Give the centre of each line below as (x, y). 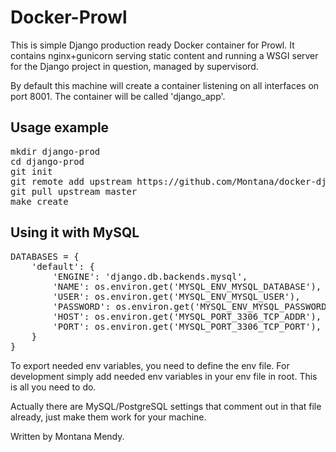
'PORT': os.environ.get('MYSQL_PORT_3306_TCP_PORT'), (187, 326)
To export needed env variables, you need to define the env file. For (150, 365)
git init (31, 171)
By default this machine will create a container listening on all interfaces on (165, 85)
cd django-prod (47, 161)
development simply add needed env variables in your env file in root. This (164, 376)
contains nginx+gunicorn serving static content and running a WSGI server (164, 55)
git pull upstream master (74, 191)
